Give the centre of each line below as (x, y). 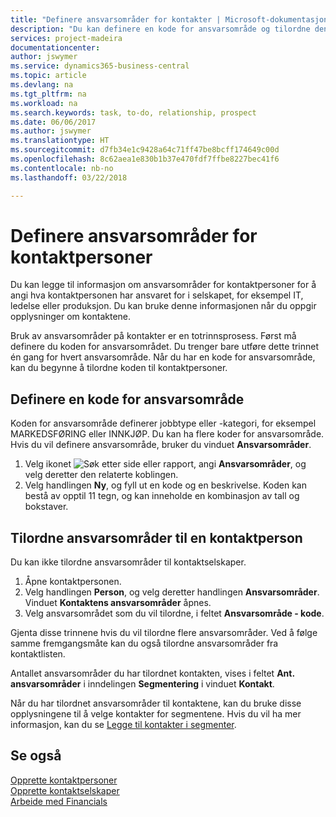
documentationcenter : (55, 47)
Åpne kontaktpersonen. (73, 582)
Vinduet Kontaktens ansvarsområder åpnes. (118, 603)
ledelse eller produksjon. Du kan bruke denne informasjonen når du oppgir (163, 306)
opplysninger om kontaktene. (71, 317)
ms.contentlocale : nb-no (62, 168)
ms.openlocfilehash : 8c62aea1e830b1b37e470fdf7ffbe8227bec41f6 (145, 159)
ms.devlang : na (42, 85)
